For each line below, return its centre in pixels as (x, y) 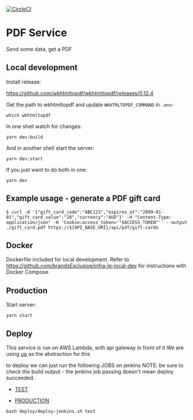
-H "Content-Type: (149, 217)
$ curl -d (18, 212)
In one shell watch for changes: (44, 126)
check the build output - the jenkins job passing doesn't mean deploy (90, 371)
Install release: (23, 82)
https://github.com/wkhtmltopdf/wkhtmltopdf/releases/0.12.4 (80, 93)
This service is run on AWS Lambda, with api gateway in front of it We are (95, 348)
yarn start (19, 316)
